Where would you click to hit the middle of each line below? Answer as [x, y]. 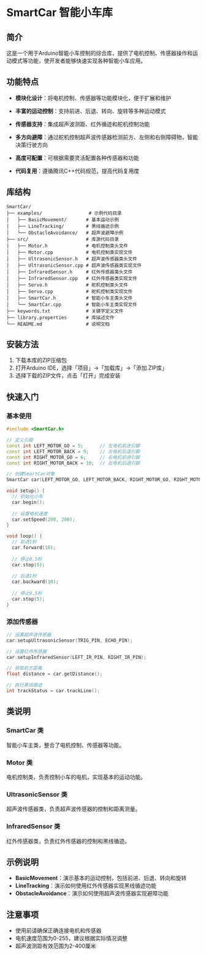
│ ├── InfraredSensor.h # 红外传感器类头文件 [70, 272]
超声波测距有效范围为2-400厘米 [55, 946]
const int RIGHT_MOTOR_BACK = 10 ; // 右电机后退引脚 [73, 463]
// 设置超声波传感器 [29, 634]
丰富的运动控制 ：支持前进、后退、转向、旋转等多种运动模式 [90, 111]
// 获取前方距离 [24, 668]
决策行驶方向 [31, 144]
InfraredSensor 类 [33, 827]
